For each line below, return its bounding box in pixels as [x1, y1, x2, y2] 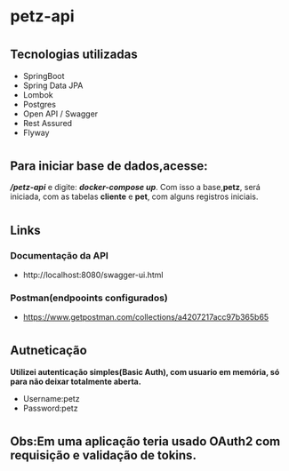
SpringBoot [22, 70, 65, 81]
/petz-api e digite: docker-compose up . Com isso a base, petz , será [10, 182, 261, 193]
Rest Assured [22, 117, 73, 128]
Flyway [22, 127, 50, 138]
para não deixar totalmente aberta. [10, 376, 141, 387]
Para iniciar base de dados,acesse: [10, 158, 208, 173]
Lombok [22, 89, 54, 100]
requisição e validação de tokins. [10, 447, 197, 463]
